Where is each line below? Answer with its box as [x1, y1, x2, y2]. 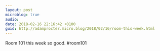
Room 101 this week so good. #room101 [5, 40, 87, 46]
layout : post [5, 7, 33, 13]
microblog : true [5, 12, 39, 17]
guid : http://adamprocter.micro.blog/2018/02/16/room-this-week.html [5, 26, 155, 31]
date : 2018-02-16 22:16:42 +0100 [5, 21, 76, 27]
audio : [5, 17, 19, 22]
